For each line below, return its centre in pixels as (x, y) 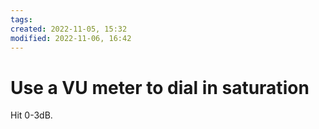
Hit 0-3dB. (31, 115)
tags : (21, 19)
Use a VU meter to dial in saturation (160, 87)
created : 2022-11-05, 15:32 (69, 29)
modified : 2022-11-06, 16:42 (71, 38)
